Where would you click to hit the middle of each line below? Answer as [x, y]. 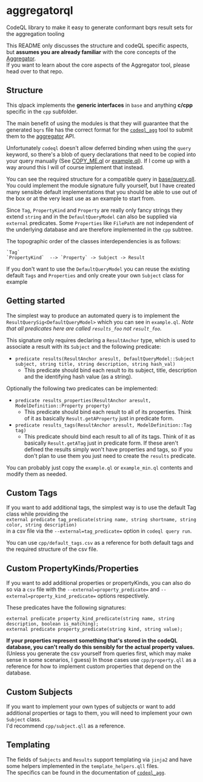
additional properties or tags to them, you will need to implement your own [99, 713]
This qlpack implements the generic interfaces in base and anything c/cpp [99, 105]
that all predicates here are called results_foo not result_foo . [84, 328]
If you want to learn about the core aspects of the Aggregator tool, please [98, 65]
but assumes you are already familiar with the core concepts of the [91, 52]
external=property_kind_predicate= [51, 596]
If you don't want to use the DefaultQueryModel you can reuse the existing [98, 269]
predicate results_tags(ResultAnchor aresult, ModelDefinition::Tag [103, 425]
